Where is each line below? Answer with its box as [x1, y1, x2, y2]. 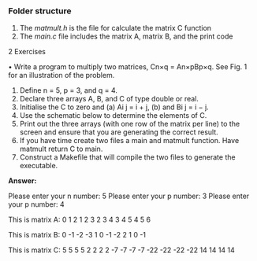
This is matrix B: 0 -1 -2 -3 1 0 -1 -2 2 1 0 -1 [8, 230, 147, 240]
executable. [19, 161, 58, 171]
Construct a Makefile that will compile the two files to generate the [19, 153, 236, 162]
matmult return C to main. [19, 144, 103, 154]
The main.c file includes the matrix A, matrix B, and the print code [19, 31, 233, 41]
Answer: [8, 176, 37, 186]
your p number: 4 [8, 200, 65, 209]
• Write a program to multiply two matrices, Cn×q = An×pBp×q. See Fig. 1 [8, 62, 248, 72]
